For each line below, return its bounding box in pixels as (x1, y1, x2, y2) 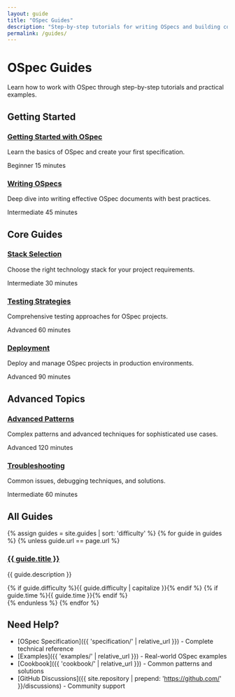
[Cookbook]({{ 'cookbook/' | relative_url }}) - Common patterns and (17, 659, 213, 668)
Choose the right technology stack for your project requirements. (7, 265, 195, 274)
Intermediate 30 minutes (7, 279, 78, 287)
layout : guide (7, 10, 49, 17)
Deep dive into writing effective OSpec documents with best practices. (7, 195, 211, 203)
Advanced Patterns (7, 414, 75, 423)
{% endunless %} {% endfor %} (7, 598, 99, 607)
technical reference (17, 645, 74, 653)
